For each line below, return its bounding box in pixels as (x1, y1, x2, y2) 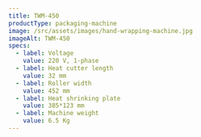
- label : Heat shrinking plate (15, 94, 121, 102)
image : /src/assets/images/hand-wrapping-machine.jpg (8, 27, 194, 35)
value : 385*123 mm (23, 102, 85, 110)
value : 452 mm (23, 86, 70, 95)
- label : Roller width (15, 79, 92, 87)
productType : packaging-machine (8, 19, 117, 27)
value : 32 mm (23, 72, 67, 80)
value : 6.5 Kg (23, 117, 70, 125)
